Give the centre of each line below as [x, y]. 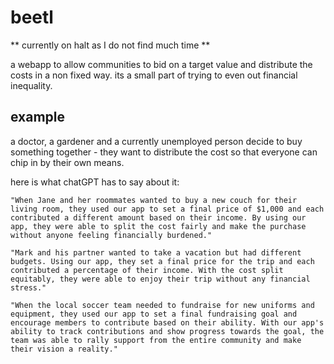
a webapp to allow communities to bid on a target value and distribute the [161, 64]
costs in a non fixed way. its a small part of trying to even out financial [154, 75]
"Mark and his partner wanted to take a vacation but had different [156, 252]
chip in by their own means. [67, 162]
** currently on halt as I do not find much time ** [110, 45]
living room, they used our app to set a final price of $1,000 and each [167, 209]
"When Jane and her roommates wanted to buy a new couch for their [154, 200]
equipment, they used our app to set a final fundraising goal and [154, 314]
